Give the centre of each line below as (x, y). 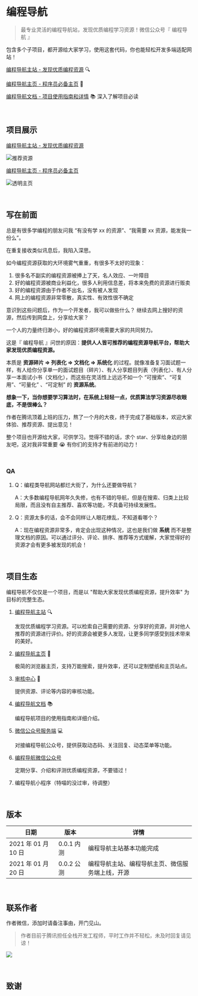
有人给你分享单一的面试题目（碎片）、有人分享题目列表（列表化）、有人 (101, 370)
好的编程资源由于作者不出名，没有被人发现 (66, 290)
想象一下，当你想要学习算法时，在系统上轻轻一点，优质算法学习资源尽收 (94, 397)
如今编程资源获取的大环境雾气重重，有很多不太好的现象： (76, 263)
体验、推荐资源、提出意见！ (40, 424)
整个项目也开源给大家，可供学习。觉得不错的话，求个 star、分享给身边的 (94, 437)
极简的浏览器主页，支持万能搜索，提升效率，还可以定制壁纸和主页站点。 (102, 666)
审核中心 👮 (27, 678)
